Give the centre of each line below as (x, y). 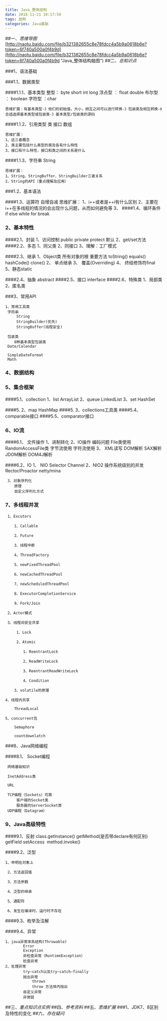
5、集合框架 (19, 387)
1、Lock (24, 633)
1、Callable (26, 526)
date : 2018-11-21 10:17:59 (33, 14)
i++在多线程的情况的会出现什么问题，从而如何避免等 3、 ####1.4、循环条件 (83, 208)
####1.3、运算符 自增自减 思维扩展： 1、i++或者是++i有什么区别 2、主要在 (82, 202)
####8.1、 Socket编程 (28, 757)
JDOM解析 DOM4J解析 (29, 455)
